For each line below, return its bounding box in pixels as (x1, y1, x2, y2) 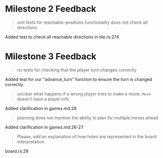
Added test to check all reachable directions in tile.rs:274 (5, 34, 119, 40)
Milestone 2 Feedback (5, 3, 96, 15)
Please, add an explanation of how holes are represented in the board (17, 133, 157, 139)
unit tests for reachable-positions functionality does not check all (17, 19, 148, 25)
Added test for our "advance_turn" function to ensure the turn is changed (5, 76, 152, 82)
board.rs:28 (5, 148, 29, 154)
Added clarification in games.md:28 (5, 105, 77, 111)
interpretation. (17, 139, 46, 144)
